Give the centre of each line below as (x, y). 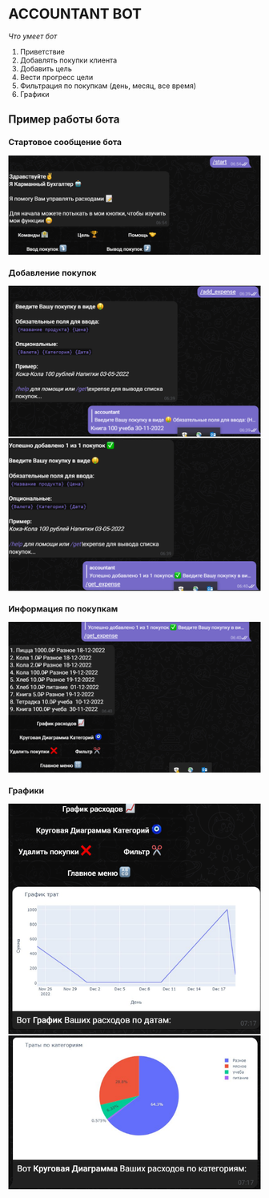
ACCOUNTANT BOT (75, 14)
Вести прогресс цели (56, 77)
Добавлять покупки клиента (68, 60)
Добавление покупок (52, 272)
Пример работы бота (64, 120)
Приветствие (42, 51)
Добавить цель (46, 68)
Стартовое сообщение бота (65, 143)
